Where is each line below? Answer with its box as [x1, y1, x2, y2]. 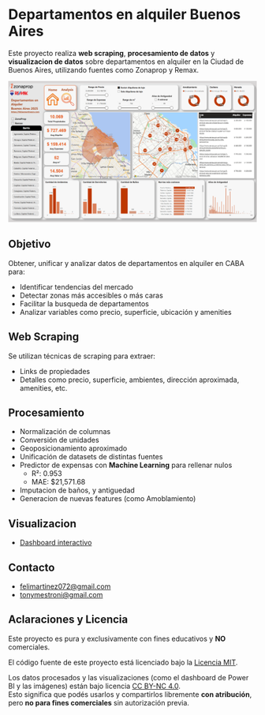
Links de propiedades [19, 366, 91, 376]
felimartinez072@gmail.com [19, 582, 111, 591]
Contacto [8, 560, 55, 574]
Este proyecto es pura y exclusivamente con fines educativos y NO [8, 634, 226, 643]
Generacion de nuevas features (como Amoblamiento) [19, 494, 196, 503]
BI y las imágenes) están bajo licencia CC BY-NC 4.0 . [8, 681, 181, 691]
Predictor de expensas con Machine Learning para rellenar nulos [19, 460, 233, 470]
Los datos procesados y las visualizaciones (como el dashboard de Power [8, 672, 249, 682]
